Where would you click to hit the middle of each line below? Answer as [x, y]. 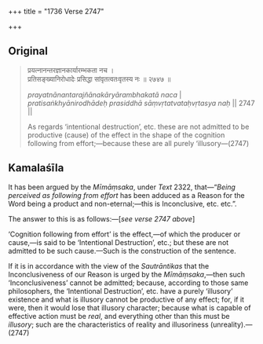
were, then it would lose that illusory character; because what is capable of [130, 307]
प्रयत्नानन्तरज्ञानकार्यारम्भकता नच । [71, 70]
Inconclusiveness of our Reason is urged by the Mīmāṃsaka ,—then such [127, 274]
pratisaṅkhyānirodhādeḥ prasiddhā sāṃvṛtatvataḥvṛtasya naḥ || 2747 [141, 103]
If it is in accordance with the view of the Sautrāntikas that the [109, 265]
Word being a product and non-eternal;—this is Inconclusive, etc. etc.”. [122, 203]
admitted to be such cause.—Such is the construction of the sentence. [122, 251]
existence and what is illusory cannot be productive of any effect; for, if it [126, 299]
